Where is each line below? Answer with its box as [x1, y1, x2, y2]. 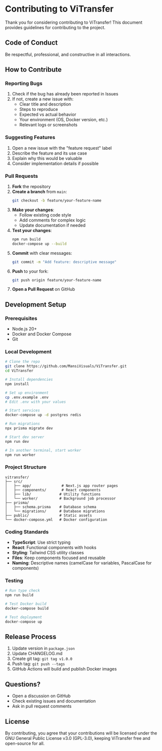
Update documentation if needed [19, 222, 86, 228]
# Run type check [5, 588, 40, 593]
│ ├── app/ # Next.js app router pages [5, 483, 118, 488]
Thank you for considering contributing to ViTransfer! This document [5, 19, 143, 25]
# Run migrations [5, 422, 40, 426]
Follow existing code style [19, 212, 71, 218]
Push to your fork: [12, 268, 49, 274]
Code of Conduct [5, 39, 58, 47]
